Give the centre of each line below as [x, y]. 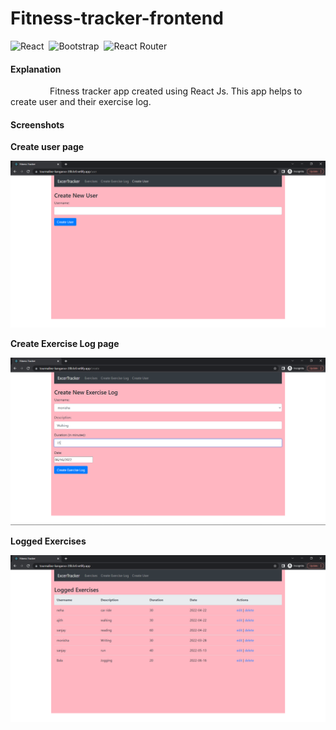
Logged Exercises [48, 541]
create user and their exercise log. [81, 102]
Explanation [36, 69]
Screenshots [37, 124]
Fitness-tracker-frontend [117, 18]
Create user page [47, 147]
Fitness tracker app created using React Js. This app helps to [176, 91]
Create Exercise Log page [65, 344]
